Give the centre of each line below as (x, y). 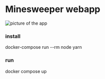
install (13, 36)
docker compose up (26, 71)
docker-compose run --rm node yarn (43, 47)
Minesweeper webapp (53, 9)
